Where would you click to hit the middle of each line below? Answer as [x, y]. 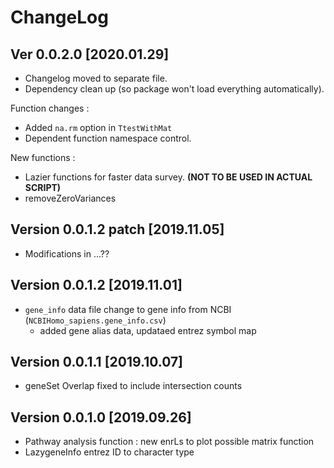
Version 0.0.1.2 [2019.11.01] [96, 285]
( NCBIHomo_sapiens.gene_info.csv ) [95, 320]
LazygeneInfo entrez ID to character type [109, 452]
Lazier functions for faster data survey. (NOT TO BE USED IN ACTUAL [168, 177]
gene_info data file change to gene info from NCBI [128, 309]
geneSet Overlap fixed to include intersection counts [133, 386]
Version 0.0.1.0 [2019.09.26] [101, 417]
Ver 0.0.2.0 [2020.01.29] [90, 54]
